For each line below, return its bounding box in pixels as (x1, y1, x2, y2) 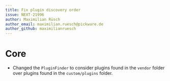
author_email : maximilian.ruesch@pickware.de (5, 21, 103, 27)
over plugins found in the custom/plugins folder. (12, 70, 113, 76)
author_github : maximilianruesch (5, 26, 76, 31)
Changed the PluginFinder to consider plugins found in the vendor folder (12, 65, 165, 71)
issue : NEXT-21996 (5, 12, 44, 17)
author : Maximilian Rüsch (5, 17, 60, 22)
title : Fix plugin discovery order (5, 7, 81, 13)
